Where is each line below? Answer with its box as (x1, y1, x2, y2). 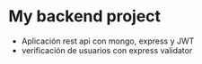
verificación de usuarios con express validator (21, 44, 193, 55)
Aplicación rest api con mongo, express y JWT (21, 36, 195, 46)
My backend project (8, 6, 162, 27)
